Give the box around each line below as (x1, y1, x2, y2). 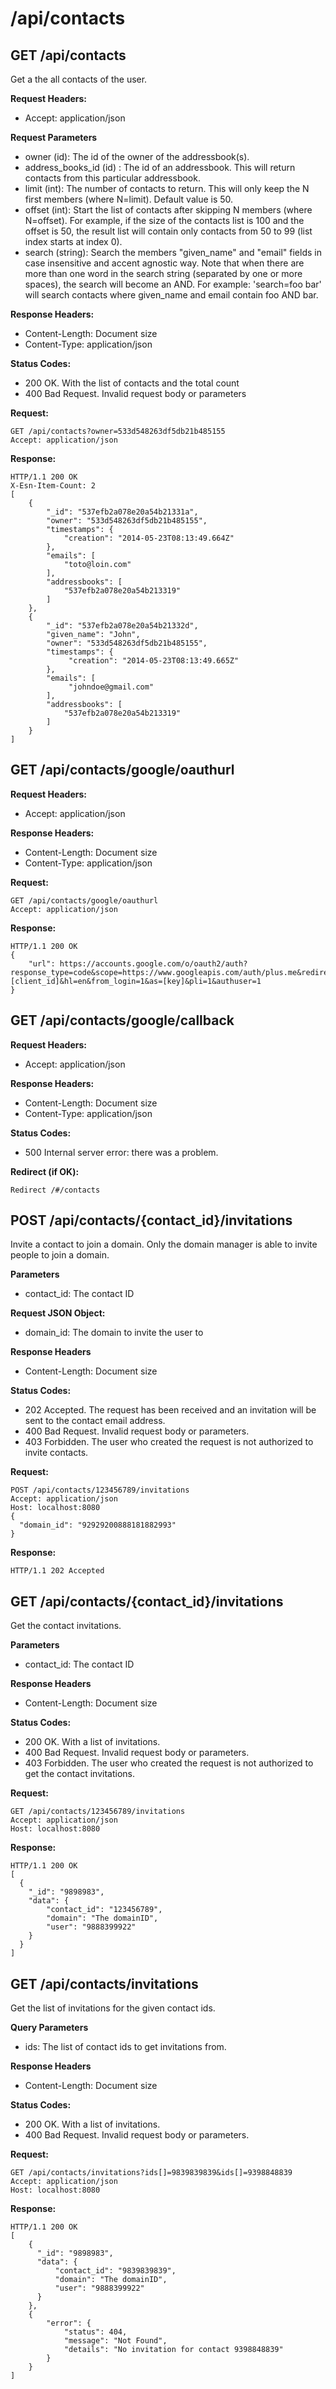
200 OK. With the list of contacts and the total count (24, 377, 240, 389)
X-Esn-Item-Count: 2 (10, 481, 97, 491)
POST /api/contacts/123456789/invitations (10, 1485, 190, 1496)
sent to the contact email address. (24, 1415, 166, 1427)
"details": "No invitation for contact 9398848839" (63, 2345, 284, 2355)
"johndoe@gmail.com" (68, 682, 155, 692)
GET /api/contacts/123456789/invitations (10, 1807, 186, 1817)
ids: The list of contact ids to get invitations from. (24, 2041, 227, 2053)
